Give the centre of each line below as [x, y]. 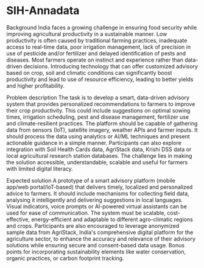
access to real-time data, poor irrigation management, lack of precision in [98, 47]
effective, [18, 219]
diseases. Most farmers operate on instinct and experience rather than [95, 60]
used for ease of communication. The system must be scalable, [86, 213]
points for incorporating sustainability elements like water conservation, [96, 252]
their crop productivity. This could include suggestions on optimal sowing [98, 110]
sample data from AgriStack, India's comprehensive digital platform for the [100, 232]
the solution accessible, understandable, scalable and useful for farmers [97, 162]
